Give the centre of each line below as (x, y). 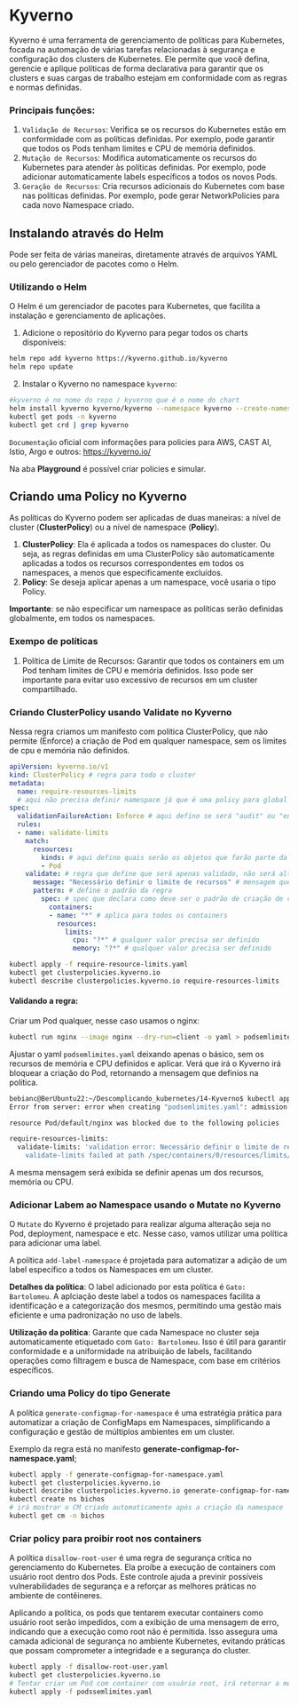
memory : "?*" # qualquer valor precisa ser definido (172, 948)
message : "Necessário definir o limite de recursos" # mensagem (154, 882)
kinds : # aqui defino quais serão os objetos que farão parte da (165, 857)
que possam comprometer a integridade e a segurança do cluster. (130, 1651)
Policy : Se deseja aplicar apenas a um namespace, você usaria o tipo (149, 582)
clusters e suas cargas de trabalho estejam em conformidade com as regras (149, 77)
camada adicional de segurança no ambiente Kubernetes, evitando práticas (147, 1641)
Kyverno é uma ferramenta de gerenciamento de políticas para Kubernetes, (147, 40)
